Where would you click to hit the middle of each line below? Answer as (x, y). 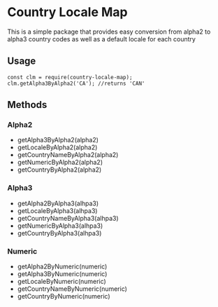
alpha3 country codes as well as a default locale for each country (101, 39)
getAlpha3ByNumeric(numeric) (62, 274)
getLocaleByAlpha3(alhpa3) (57, 210)
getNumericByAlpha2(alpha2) (60, 163)
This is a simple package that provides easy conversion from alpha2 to (109, 32)
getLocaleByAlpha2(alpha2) (57, 147)
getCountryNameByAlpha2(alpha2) (68, 155)
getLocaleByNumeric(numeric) (61, 282)
